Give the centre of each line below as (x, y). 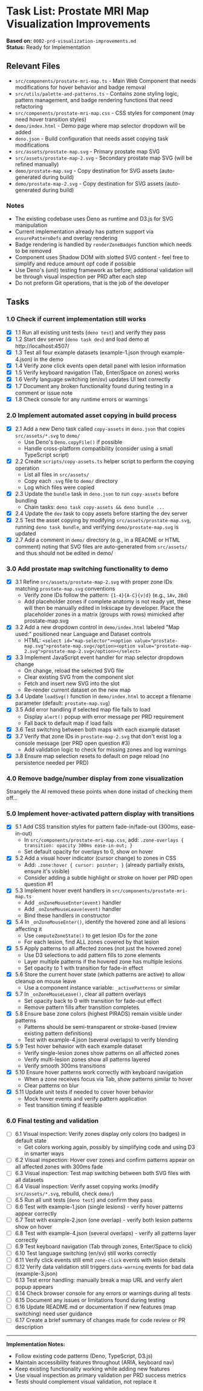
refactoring (29, 106)
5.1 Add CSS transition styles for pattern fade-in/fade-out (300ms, (97, 827)
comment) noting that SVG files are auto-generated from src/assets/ (101, 546)
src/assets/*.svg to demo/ (47, 435)
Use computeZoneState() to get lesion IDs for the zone (91, 935)
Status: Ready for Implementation (48, 47)
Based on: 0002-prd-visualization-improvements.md (71, 41)
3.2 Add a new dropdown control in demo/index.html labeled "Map (97, 627)
